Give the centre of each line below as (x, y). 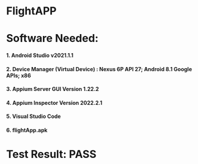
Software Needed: (52, 39)
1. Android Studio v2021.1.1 (40, 55)
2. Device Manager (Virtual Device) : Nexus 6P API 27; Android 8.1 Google (99, 69)
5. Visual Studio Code (33, 116)
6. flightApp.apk (27, 130)
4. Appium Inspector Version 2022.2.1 (54, 102)
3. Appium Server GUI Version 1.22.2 (53, 89)
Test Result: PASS (51, 154)
